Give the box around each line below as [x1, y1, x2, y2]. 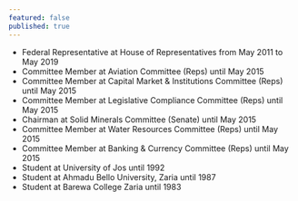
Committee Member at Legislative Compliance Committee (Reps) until [21, 94, 283, 105]
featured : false [8, 13, 70, 23]
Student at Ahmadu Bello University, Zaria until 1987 [21, 171, 216, 182]
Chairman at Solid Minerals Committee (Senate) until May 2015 [21, 114, 256, 125]
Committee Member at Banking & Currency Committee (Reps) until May [21, 142, 290, 154]
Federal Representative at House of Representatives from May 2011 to [21, 46, 283, 57]
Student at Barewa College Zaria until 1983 [21, 181, 182, 192]
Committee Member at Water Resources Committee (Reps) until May [21, 123, 279, 134]
